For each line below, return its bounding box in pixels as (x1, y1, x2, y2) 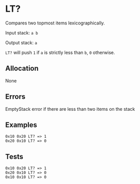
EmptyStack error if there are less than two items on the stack (5, 106, 135, 112)
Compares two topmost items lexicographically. (5, 20, 105, 26)
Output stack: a (5, 39, 37, 46)
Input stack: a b (5, 29, 38, 36)
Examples (5, 120, 37, 129)
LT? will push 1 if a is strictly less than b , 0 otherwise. (5, 49, 116, 55)
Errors (5, 93, 25, 101)
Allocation (5, 64, 39, 73)
